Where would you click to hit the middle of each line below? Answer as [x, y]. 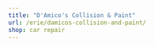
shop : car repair [37, 30]
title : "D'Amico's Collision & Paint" [72, 15]
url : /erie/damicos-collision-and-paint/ [77, 23]
